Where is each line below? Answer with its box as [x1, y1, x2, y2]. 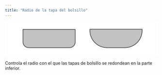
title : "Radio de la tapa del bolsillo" [5, 8, 88, 13]
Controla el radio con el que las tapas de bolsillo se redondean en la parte [5, 60, 153, 66]
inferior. [5, 65, 21, 71]
